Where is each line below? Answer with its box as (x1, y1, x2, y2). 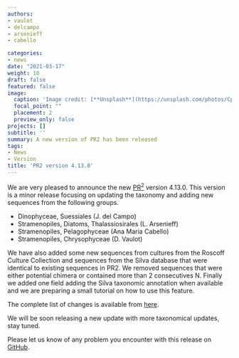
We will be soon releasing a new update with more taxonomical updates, (7, 314, 219, 322)
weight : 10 (7, 69, 40, 77)
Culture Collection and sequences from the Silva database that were (7, 256, 208, 264)
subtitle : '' (7, 129, 46, 136)
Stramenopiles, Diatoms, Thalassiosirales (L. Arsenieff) (17, 219, 179, 228)
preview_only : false (14, 116, 75, 123)
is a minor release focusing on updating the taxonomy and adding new (7, 190, 214, 199)
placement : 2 (14, 110, 53, 117)
